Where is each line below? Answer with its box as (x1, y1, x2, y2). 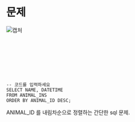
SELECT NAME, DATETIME (6, 87, 63, 93)
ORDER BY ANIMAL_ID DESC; (6, 97, 71, 103)
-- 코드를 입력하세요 (6, 82, 51, 88)
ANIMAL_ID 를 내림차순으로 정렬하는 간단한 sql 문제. (6, 109, 130, 116)
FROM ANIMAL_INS (6, 92, 47, 98)
